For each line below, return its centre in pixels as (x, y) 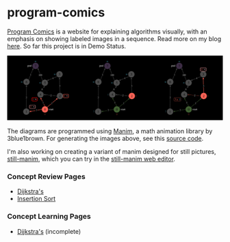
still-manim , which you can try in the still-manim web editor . (91, 159)
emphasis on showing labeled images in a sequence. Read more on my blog (114, 38)
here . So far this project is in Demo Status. (67, 46)
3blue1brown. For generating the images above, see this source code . (105, 139)
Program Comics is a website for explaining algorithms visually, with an (107, 31)
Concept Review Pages (46, 176)
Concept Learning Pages (49, 217)
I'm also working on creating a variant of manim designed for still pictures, (112, 152)
